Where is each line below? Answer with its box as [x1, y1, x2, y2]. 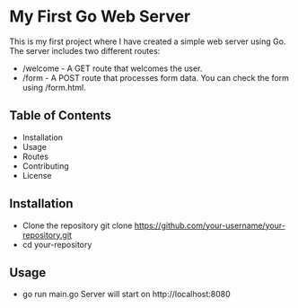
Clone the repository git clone [22, 220, 133, 231]
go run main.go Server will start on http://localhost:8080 [22, 289, 231, 300]
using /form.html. [22, 82, 87, 92]
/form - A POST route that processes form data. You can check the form [22, 72, 290, 83]
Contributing [22, 160, 69, 172]
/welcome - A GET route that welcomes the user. [22, 63, 203, 74]
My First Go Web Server [9, 6, 191, 27]
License [22, 170, 52, 180]
